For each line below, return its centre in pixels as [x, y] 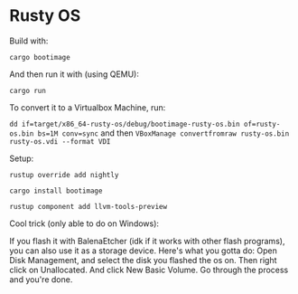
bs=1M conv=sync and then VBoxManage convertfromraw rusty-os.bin [163, 133]
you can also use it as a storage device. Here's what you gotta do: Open [144, 251]
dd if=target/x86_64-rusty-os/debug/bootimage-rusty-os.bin [125, 124]
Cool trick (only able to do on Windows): [84, 223]
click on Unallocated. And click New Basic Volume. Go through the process [149, 270]
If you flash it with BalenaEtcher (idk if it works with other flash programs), [147, 241]
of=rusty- [262, 124]
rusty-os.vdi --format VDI [60, 141]
